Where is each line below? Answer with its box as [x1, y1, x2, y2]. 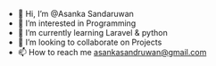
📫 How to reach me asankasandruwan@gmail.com [17, 47, 207, 57]
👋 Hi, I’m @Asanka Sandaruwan [17, 9, 134, 19]
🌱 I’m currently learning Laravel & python [17, 28, 168, 37]
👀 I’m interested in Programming [17, 18, 137, 29]
